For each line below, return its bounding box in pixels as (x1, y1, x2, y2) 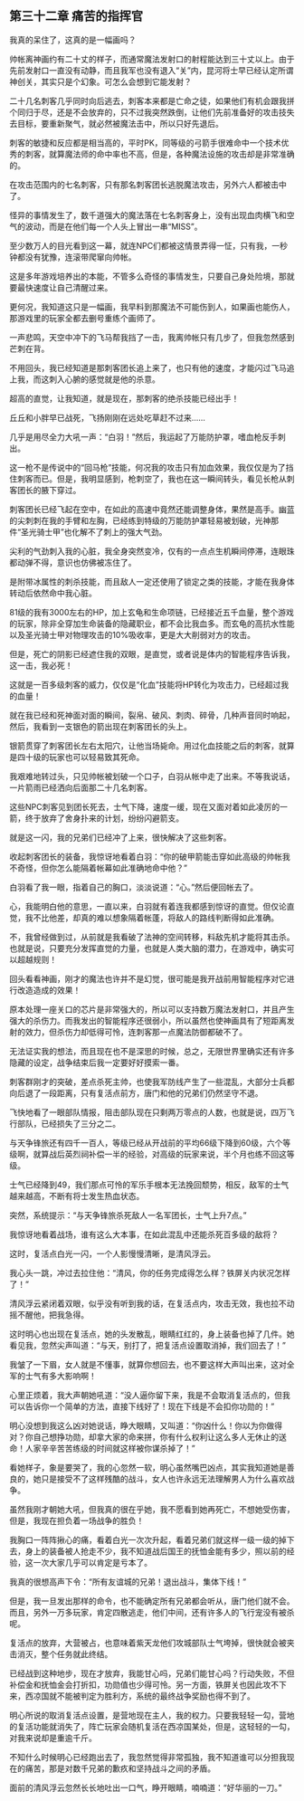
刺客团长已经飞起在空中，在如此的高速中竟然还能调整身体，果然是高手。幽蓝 (9, 503, 295, 514)
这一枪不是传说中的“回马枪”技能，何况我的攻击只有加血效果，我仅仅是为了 (9, 462, 287, 472)
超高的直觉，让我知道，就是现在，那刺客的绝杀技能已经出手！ (9, 393, 240, 404)
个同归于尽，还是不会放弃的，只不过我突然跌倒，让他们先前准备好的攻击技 (9, 107, 287, 118)
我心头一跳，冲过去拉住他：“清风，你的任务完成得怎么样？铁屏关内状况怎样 (9, 1267, 291, 1278)
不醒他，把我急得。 (16, 1309, 89, 1320)
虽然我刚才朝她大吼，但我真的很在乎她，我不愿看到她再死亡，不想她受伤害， (9, 1503, 295, 1514)
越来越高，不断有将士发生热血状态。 (9, 1190, 145, 1201)
